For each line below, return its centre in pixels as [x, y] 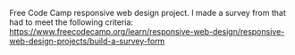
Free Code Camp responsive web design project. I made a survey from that [147, 13]
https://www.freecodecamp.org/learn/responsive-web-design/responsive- [147, 31]
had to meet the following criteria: [72, 22]
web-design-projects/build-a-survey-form [87, 41]
